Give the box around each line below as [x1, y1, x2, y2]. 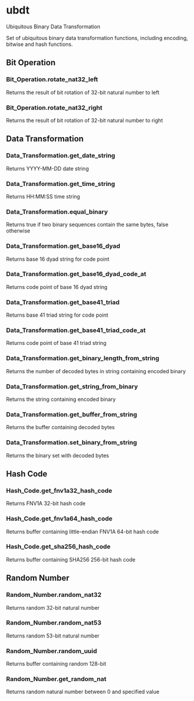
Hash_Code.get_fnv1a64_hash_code [6, 514, 113, 523]
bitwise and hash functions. [6, 41, 73, 48]
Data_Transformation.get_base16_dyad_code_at [6, 270, 147, 278]
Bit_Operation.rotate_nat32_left [6, 75, 98, 84]
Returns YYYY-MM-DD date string [6, 165, 89, 172]
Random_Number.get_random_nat [6, 675, 107, 683]
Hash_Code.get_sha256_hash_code [6, 543, 111, 551]
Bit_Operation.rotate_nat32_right [6, 104, 103, 112]
